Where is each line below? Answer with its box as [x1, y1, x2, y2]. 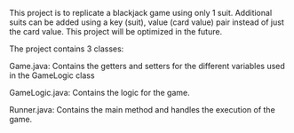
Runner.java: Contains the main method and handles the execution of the [9, 105, 275, 114]
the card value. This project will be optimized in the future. [9, 27, 223, 36]
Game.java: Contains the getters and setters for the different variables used [9, 61, 286, 71]
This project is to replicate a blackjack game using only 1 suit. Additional [9, 8, 273, 18]
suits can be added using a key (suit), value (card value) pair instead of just [9, 17, 284, 27]
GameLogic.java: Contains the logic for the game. [9, 88, 191, 98]
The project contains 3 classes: [9, 43, 124, 54]
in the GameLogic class [9, 70, 95, 81]
